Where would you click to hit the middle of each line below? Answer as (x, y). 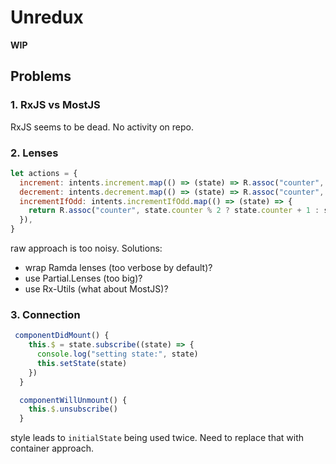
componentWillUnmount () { (73, 400)
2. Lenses (34, 153)
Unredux (47, 17)
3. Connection (45, 314)
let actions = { (44, 173)
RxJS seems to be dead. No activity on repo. (102, 127)
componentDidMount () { (62, 336)
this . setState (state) (82, 363)
